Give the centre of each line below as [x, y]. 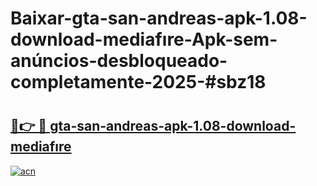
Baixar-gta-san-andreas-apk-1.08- [159, 18]
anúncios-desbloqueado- [119, 61]
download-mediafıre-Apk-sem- [144, 39]
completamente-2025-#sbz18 [138, 82]
